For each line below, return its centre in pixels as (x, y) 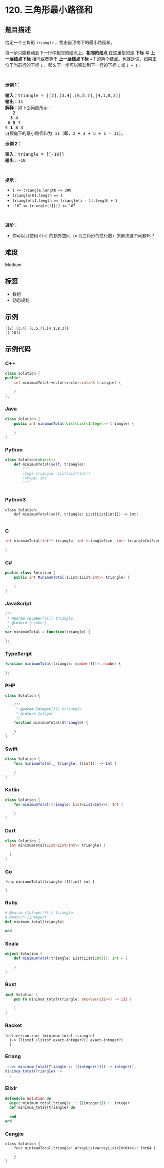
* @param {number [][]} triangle (40, 618)
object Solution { (24, 954)
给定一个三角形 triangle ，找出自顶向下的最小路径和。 (60, 42)
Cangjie (14, 1134)
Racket (13, 1025)
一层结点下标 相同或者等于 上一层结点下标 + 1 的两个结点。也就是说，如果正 (81, 59)
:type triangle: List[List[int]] (57, 473)
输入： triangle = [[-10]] (35, 154)
